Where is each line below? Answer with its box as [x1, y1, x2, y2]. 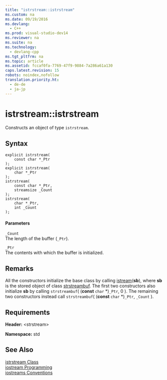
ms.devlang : [5, 21, 30, 27]
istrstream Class [5, 359, 39, 365]
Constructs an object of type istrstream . [5, 125, 89, 131]
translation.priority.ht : [5, 77, 59, 82]
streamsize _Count [14, 187, 52, 193]
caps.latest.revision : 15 [5, 68, 59, 73]
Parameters [5, 220, 30, 226]
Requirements [5, 308, 50, 316]
